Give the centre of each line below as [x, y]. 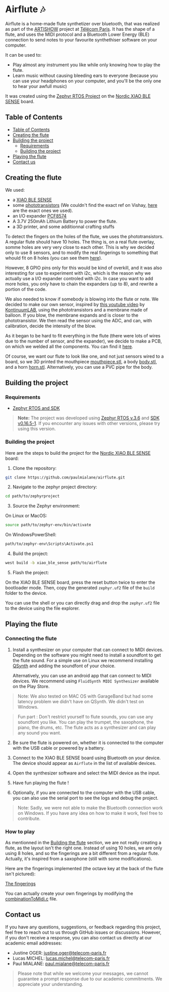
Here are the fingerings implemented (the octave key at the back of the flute [84, 868]
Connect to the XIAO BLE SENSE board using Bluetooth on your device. [87, 758]
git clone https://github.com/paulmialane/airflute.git [65, 477]
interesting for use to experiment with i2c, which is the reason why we [78, 273]
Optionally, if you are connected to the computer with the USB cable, [84, 792]
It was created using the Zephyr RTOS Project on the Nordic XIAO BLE [78, 96]
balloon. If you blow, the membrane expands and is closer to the [72, 315]
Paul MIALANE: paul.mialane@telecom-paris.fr [61, 963]
